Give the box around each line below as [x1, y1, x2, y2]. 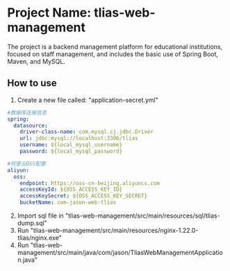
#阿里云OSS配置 [7, 160, 47, 167]
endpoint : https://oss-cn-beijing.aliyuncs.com [19, 180, 160, 186]
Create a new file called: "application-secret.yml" [17, 96, 158, 104]
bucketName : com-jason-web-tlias [19, 199, 117, 206]
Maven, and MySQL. [7, 57, 66, 65]
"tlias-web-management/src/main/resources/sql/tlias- [65, 211, 220, 220]
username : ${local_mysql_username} [19, 141, 123, 148]
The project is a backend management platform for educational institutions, [7, 42, 223, 51]
